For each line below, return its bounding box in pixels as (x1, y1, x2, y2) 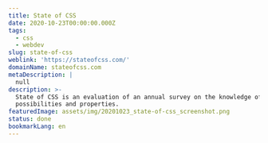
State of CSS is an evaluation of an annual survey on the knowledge (15, 93, 251, 101)
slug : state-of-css (8, 48, 73, 56)
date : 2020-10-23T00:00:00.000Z (8, 19, 116, 27)
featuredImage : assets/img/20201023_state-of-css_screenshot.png (8, 108, 230, 116)
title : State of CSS (8, 11, 77, 20)
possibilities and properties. (15, 100, 120, 108)
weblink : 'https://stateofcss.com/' (8, 56, 130, 64)
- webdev (15, 41, 45, 49)
